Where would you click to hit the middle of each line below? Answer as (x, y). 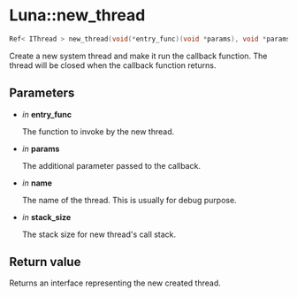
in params (41, 148)
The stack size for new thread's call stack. (99, 234)
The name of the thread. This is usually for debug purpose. (129, 200)
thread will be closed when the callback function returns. (113, 65)
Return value (45, 262)
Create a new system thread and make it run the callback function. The (138, 56)
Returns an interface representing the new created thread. (115, 283)
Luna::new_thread (77, 15)
